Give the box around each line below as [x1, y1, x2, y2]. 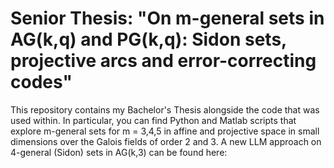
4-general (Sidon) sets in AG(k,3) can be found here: [10, 146, 228, 158]
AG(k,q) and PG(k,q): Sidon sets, [10, 28, 287, 51]
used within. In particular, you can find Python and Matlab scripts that [10, 114, 297, 126]
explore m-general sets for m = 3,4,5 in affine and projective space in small [10, 125, 320, 137]
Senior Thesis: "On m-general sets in [10, 7, 325, 30]
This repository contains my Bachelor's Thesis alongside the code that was [10, 103, 320, 116]
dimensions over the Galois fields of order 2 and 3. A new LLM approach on [10, 135, 322, 147]
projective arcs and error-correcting [10, 50, 317, 72]
